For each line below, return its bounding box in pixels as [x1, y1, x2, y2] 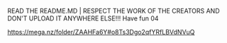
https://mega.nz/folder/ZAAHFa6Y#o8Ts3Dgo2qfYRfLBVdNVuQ [7, 28, 195, 36]
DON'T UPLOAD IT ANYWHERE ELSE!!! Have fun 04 [7, 14, 159, 23]
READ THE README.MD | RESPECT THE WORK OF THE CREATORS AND [7, 7, 220, 15]
